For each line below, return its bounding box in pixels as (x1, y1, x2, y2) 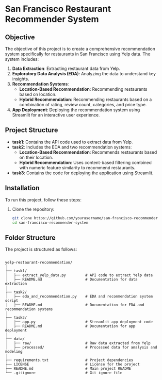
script (5, 298, 18, 303)
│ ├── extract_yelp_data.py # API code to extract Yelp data (5, 273, 153, 278)
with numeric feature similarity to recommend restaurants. (19, 165, 136, 170)
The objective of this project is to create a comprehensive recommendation (5, 46, 156, 51)
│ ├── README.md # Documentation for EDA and (5, 302, 145, 308)
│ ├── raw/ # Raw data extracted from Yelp (5, 341, 151, 346)
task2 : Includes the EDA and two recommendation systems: (12, 144, 132, 150)
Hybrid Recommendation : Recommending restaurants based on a (19, 97, 152, 102)
